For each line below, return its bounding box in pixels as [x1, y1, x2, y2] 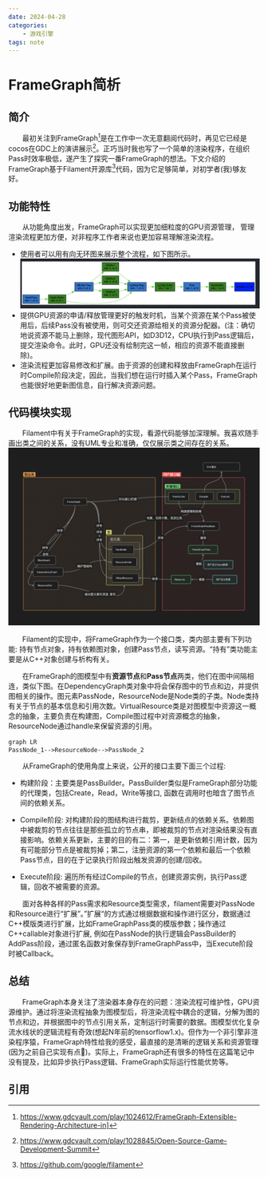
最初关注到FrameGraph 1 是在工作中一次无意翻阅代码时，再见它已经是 [22, 132, 247, 143]
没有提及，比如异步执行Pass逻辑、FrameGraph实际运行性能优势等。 [8, 1056, 233, 1066]
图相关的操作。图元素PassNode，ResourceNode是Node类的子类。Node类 [8, 692, 253, 701]
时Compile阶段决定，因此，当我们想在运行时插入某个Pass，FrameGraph [19, 370, 258, 379]
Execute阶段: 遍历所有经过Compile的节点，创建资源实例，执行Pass [19, 872, 241, 882]
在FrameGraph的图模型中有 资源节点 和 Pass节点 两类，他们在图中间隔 [22, 672, 247, 681]
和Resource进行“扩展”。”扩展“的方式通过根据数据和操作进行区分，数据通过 [8, 909, 251, 918]
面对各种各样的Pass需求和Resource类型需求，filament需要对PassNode [22, 899, 255, 909]
